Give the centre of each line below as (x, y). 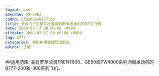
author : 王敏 (18, 47)
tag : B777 (16, 38)
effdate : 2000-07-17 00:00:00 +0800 (44, 33)
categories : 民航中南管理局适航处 (37, 42)
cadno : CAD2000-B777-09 (30, 19)
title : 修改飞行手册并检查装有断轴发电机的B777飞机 (53, 24)
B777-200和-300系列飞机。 (34, 68)
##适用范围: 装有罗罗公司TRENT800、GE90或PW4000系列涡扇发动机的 (80, 62)
